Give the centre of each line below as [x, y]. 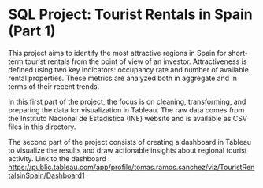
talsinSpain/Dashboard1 [46, 175]
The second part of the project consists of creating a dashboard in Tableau [130, 142]
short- [238, 53]
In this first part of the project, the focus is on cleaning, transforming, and [127, 101]
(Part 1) [32, 31]
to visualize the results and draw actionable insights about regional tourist [128, 150]
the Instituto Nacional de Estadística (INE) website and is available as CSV [128, 118]
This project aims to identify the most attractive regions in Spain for [117, 53]
